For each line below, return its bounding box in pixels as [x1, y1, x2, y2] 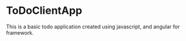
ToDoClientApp [6, 4, 82, 17]
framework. [6, 29, 34, 36]
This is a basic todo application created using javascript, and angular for [6, 23, 180, 30]
